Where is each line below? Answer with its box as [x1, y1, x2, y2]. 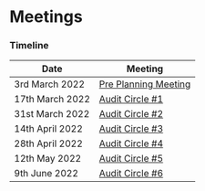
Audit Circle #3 [98, 122, 164, 135]
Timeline [9, 39, 49, 52]
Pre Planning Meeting [98, 78, 191, 90]
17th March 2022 [14, 93, 91, 106]
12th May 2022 [14, 153, 82, 165]
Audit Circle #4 [98, 137, 164, 150]
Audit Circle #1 [98, 93, 164, 106]
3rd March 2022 [14, 78, 85, 90]
